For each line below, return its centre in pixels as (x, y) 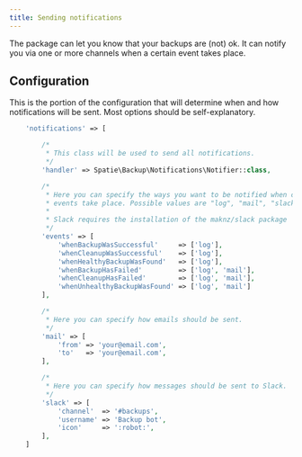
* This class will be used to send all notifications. (150, 154)
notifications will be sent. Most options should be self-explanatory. (133, 112)
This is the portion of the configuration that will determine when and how (144, 103)
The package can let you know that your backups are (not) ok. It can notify (148, 43)
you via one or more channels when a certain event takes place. (128, 53)
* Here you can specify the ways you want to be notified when (166, 194)
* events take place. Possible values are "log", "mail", (156, 203)
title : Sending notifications (66, 18)
